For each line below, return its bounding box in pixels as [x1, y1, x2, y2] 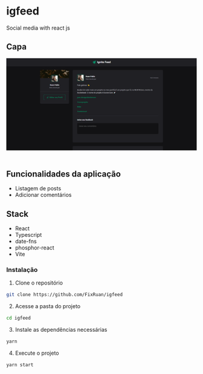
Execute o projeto [14, 349, 59, 356]
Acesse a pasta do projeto [14, 303, 81, 310]
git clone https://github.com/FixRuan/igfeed [6, 292, 123, 298]
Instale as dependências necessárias [14, 326, 108, 334]
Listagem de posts [14, 185, 62, 192]
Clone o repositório [14, 279, 63, 286]
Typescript [14, 231, 42, 238]
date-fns [14, 237, 37, 245]
